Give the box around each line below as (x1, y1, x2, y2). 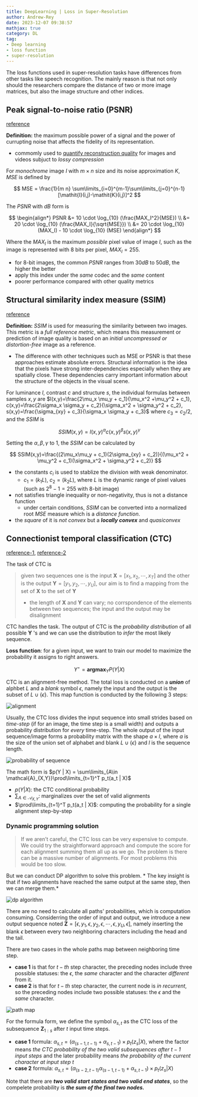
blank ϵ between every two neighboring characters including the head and (6, 928, 187, 935)
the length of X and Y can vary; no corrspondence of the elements (29, 598, 192, 606)
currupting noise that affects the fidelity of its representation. (6, 138, 155, 145)
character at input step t (14, 1059, 74, 1066)
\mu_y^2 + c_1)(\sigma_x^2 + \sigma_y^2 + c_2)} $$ (37, 457, 161, 464)
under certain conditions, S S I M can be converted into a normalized (23, 504, 187, 511)
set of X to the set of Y (20, 587, 77, 594)
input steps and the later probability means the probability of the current (14, 1052, 191, 1059)
